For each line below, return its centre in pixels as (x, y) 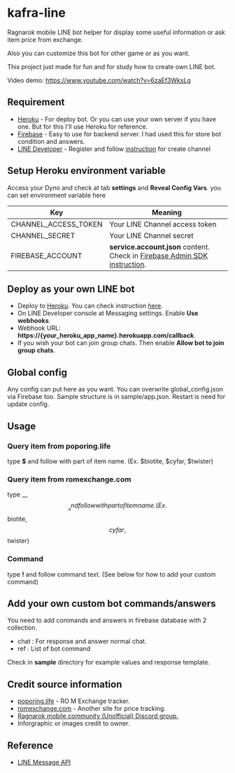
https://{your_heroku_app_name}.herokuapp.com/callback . (106, 335)
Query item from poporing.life (59, 446)
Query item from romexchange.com (69, 479)
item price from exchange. (45, 39)
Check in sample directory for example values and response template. (109, 663)
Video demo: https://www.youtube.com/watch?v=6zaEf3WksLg (99, 80)
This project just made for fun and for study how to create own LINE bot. (112, 66)
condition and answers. (51, 141)
